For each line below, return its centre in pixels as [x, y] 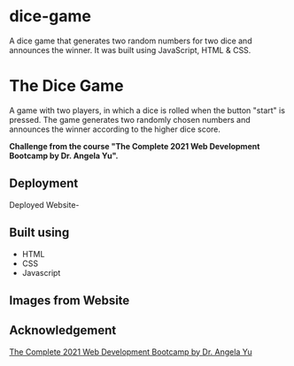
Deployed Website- [44, 204]
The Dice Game [66, 86]
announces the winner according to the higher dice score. [115, 129]
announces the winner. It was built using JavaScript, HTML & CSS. [130, 50]
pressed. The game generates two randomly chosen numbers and [130, 119]
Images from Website [70, 300]
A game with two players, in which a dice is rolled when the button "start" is [147, 110]
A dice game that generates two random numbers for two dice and [131, 41]
